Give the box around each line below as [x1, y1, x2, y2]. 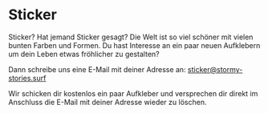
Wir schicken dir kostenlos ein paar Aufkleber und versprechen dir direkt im [8, 88, 258, 98]
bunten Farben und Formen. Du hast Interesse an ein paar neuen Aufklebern [8, 40, 261, 50]
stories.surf [8, 73, 47, 83]
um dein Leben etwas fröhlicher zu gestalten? [8, 49, 160, 59]
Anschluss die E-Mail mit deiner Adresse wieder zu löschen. [8, 97, 207, 107]
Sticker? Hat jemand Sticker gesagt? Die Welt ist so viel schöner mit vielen [8, 32, 254, 42]
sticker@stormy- [187, 64, 243, 74]
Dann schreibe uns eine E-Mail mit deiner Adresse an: [8, 64, 186, 74]
